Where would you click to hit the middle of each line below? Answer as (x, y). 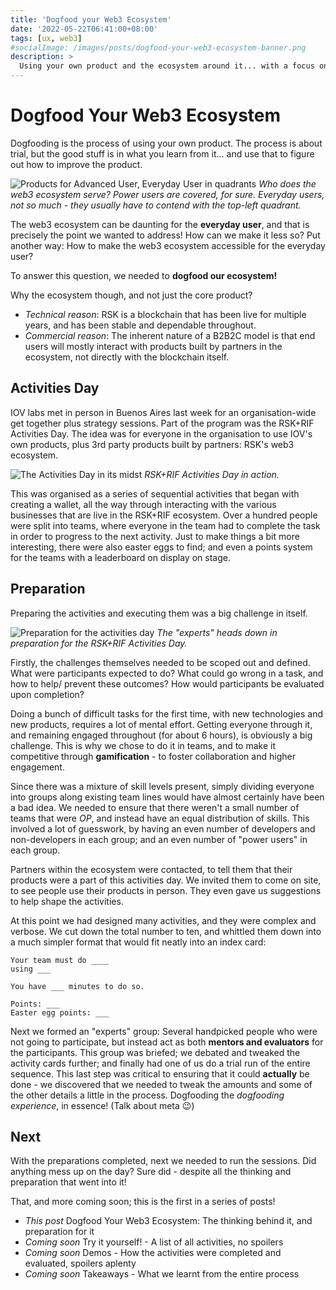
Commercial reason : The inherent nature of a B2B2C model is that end (170, 335)
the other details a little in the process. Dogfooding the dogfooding (147, 1095)
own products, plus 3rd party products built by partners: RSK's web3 (152, 444)
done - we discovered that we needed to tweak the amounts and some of (161, 1084)
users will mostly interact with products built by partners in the (153, 346)
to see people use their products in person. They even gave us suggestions (166, 890)
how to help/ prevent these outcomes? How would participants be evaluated (167, 683)
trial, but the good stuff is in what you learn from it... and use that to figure (162, 153)
